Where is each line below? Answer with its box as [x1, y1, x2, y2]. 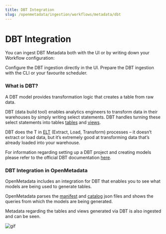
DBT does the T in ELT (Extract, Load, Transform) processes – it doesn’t [5, 129, 152, 135]
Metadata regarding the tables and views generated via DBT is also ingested [5, 208, 162, 214]
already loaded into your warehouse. [5, 139, 81, 145]
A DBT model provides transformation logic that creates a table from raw [5, 94, 154, 100]
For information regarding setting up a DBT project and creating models [5, 149, 152, 155]
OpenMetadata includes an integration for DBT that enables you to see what [5, 178, 161, 184]
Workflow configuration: [5, 55, 55, 61]
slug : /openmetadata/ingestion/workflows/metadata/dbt [5, 12, 121, 17]
